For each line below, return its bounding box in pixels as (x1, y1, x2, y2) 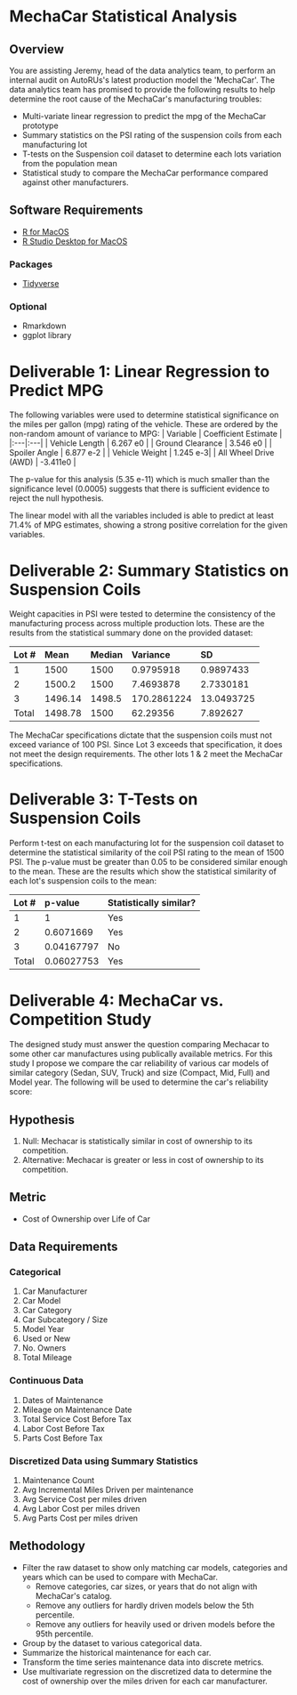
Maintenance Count (21, 1475, 95, 1486)
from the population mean (21, 158, 117, 168)
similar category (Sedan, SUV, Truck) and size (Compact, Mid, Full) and (9, 1068, 270, 1078)
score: (9, 1086, 33, 1097)
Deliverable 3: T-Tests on (9, 789, 198, 810)
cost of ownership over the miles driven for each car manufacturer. (21, 1675, 269, 1686)
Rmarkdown (21, 320, 67, 331)
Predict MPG (9, 380, 104, 400)
